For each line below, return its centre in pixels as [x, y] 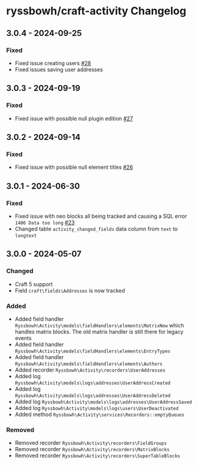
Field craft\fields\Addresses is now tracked [70, 290]
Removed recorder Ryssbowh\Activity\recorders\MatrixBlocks [92, 449]
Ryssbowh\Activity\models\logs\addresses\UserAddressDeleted [93, 396]
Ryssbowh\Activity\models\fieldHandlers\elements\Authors [89, 364]
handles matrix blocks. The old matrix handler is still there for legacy [99, 332]
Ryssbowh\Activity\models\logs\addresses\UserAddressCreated [93, 383]
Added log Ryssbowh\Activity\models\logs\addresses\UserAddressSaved [103, 402]
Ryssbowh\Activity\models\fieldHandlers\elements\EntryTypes [93, 351]
